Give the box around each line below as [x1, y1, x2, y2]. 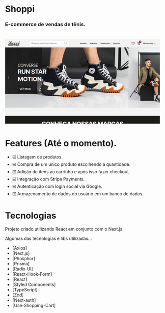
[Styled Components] [12, 282, 56, 287]
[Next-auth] [12, 297, 36, 303]
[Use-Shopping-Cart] [12, 303, 56, 309]
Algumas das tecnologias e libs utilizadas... [5, 235, 92, 241]
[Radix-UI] [12, 266, 33, 272]
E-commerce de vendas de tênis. [5, 21, 86, 28]
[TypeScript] [12, 287, 38, 293]
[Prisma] [12, 261, 30, 267]
